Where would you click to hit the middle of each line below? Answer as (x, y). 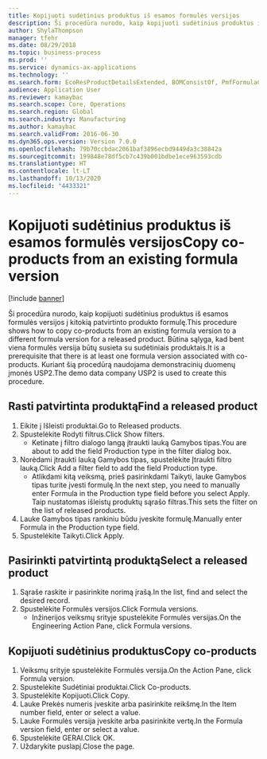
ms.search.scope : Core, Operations (67, 104)
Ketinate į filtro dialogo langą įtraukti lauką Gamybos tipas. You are (139, 442)
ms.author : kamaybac (43, 127)
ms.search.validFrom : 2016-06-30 (64, 134)
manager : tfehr (33, 38)
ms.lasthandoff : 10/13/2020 (55, 179)
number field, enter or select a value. (80, 713)
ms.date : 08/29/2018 (43, 45)
